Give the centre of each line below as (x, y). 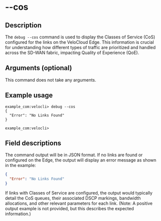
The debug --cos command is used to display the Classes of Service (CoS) (80, 37)
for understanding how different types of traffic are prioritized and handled (80, 47)
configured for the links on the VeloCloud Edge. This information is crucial (80, 42)
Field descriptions (33, 143)
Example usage (29, 96)
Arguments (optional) (39, 68)
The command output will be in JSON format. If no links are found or (74, 155)
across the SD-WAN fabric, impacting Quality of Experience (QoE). (72, 53)
